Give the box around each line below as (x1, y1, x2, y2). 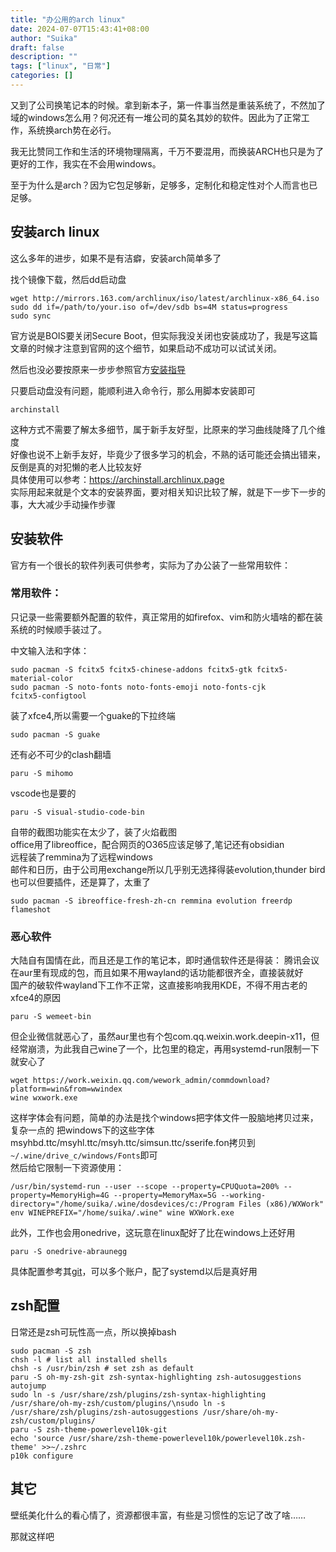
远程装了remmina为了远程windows (10, 851, 153, 863)
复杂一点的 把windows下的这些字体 (10, 1124, 155, 1136)
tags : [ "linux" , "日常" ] (10, 61, 111, 71)
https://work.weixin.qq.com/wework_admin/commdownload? (32, 1076, 271, 1086)
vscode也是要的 (10, 787, 77, 799)
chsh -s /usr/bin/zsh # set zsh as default (10, 1363, 195, 1373)
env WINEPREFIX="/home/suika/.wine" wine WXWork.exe (10, 1208, 235, 1218)
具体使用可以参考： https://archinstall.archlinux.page (10, 473, 225, 485)
